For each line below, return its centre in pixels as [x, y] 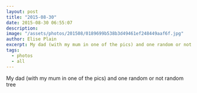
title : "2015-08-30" [32, 17]
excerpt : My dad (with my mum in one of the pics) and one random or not [99, 45]
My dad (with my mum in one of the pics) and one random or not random [95, 78]
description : [22, 28]
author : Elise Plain [32, 39]
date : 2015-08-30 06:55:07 [39, 23]
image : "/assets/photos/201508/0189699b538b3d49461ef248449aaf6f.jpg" [95, 34]
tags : [13, 50]
